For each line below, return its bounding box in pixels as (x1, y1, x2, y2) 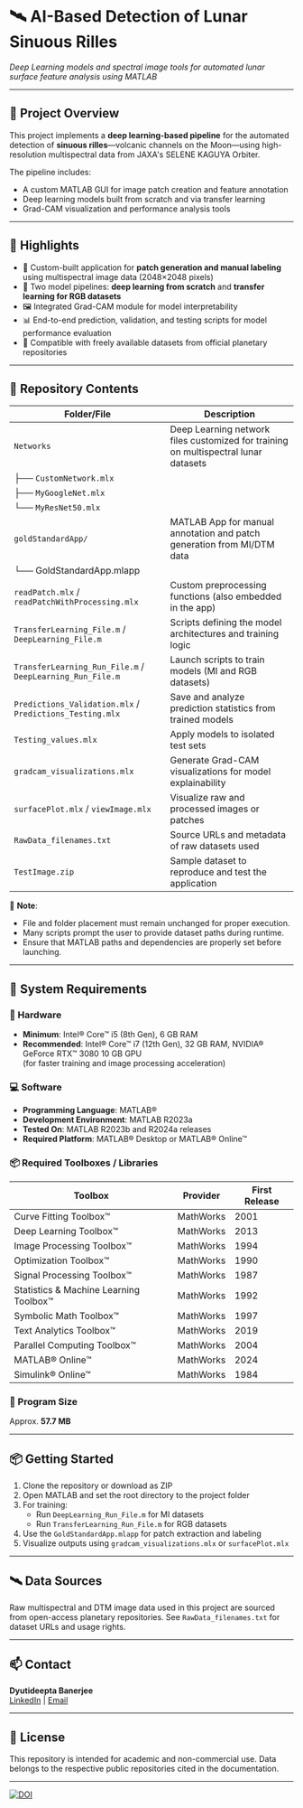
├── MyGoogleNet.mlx (14, 486, 106, 499)
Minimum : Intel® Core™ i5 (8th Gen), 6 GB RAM (22, 1029, 198, 1040)
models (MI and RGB (170, 665, 257, 678)
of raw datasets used (170, 840, 260, 853)
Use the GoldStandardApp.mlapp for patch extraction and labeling (22, 1528, 262, 1539)
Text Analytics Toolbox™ (14, 1324, 115, 1336)
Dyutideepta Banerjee (9, 1685, 93, 1696)
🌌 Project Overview (9, 106, 120, 121)
